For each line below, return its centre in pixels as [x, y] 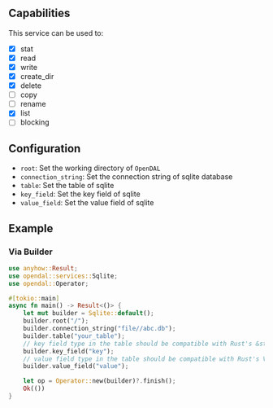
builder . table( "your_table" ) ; [74, 336]
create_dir [37, 76]
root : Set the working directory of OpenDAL [90, 168]
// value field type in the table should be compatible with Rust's [141, 359]
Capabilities [39, 13]
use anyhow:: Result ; [43, 268]
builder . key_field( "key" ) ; [69, 351]
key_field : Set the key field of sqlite [80, 194]
